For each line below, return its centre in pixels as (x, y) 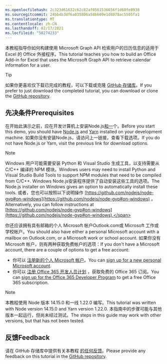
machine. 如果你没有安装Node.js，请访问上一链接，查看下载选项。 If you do (82, 137)
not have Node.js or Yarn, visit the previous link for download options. (77, 143)
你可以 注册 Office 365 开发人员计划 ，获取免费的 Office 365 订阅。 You (85, 271)
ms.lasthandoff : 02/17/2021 (34, 28)
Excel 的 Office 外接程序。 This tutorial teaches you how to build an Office (81, 54)
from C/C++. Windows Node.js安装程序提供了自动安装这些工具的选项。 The (82, 181)
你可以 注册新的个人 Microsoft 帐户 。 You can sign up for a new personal (87, 260)
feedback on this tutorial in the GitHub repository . (56, 356)
